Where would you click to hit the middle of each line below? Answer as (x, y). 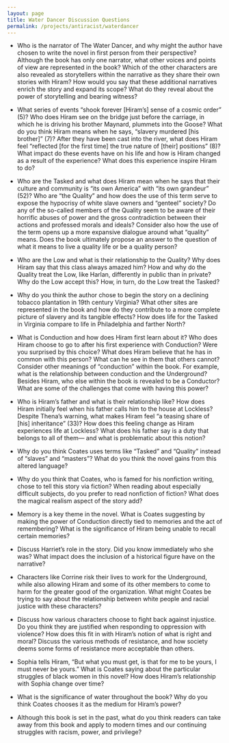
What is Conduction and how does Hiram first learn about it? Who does (117, 338)
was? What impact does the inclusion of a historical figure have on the (116, 557)
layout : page (26, 13)
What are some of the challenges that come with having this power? (113, 388)
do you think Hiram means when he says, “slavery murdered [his (108, 131)
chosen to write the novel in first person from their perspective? (107, 53)
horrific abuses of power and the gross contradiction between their (111, 218)
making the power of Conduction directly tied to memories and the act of (120, 522)
